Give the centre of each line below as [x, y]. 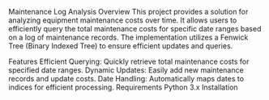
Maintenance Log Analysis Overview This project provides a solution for [128, 12]
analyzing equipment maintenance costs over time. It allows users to [123, 20]
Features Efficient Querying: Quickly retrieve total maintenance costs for [129, 61]
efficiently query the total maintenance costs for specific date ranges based [135, 29]
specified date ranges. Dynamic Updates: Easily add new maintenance [126, 70]
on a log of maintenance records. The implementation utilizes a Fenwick [128, 37]
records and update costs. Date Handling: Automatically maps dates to [126, 79]
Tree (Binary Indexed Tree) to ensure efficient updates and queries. [121, 46]
